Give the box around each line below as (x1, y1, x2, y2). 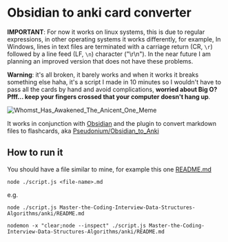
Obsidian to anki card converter (7, 5, 191, 21)
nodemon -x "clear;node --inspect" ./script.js (7, 222, 147, 229)
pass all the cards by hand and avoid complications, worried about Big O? (7, 85, 218, 93)
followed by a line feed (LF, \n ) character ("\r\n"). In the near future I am (7, 50, 211, 58)
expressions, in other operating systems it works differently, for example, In (7, 35, 221, 43)
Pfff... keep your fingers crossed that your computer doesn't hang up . (7, 92, 211, 101)
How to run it (7, 147, 63, 158)
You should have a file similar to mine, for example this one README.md (7, 165, 212, 174)
